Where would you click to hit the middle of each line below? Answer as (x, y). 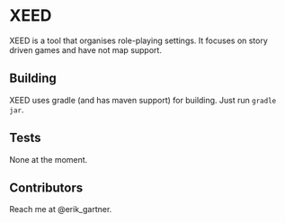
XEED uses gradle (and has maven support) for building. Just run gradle (143, 100)
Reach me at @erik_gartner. (61, 210)
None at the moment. (49, 159)
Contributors (46, 187)
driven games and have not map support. (85, 49)
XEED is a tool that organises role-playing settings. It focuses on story (138, 40)
